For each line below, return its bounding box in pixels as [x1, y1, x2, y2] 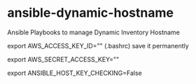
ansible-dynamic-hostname [7, 5, 174, 21]
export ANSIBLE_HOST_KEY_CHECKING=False [7, 69, 142, 77]
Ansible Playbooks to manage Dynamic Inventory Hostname [7, 28, 180, 36]
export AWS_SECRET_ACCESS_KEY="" [7, 55, 120, 64]
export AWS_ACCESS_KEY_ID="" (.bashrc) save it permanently [7, 41, 189, 50]
